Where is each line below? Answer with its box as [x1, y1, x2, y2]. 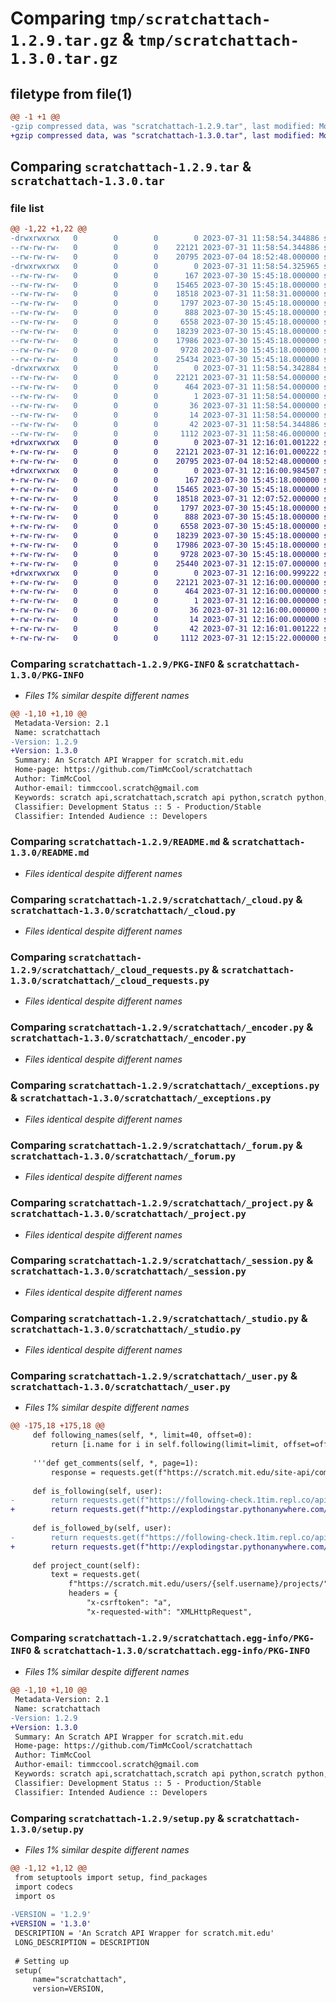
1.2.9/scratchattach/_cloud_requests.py [10, 965, 210, 976]
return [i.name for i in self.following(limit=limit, [50, 1440, 280, 1450]
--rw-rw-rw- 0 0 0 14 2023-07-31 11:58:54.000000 [10, 410, 320, 420]
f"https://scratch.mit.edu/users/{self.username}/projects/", [68, 1579, 333, 1589]
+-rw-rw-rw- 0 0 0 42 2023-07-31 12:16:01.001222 [10, 623, 320, 634]
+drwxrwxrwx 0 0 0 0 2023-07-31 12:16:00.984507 [10, 466, 320, 476]
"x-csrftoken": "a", [86, 1598, 172, 1608]
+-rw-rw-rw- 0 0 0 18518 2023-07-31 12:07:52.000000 [10, 493, 320, 504]
